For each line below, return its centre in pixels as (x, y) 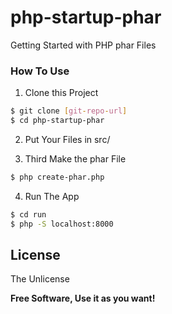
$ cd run (28, 214)
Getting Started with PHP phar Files (83, 45)
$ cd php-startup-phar (57, 121)
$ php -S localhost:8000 (62, 224)
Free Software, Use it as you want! (83, 298)
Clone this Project (61, 93)
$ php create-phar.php (57, 177)
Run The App (52, 196)
